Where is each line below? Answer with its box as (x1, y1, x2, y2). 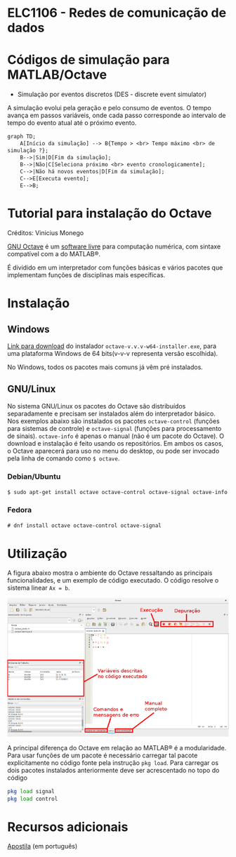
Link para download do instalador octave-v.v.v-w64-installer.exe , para (7, 342, 216, 350)
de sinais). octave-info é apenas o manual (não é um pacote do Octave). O (7, 432, 225, 440)
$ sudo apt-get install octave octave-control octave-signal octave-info (7, 489, 228, 496)
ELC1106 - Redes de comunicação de (7, 5, 227, 21)
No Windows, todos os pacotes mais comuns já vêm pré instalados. (7, 363, 204, 371)
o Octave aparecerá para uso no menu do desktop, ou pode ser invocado (7, 446, 220, 455)
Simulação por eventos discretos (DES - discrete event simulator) (17, 90, 207, 99)
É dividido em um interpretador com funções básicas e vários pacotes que (7, 263, 223, 272)
